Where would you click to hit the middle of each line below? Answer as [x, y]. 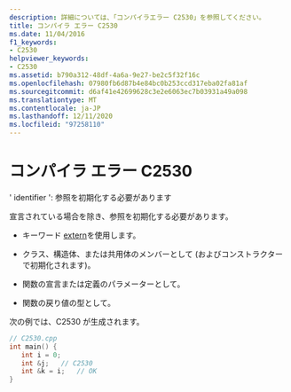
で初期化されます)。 [59, 265]
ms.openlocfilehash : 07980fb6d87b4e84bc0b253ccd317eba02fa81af [129, 83]
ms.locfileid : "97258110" [57, 125]
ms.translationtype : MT [53, 100]
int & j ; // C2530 [57, 363]
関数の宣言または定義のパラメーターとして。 [103, 284]
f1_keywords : [33, 42]
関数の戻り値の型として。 [68, 302]
